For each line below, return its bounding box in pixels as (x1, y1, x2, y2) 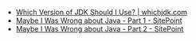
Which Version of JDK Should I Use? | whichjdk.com (15, 8, 188, 17)
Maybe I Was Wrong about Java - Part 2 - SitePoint (15, 24, 184, 33)
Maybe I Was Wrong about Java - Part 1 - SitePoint (15, 16, 182, 25)
